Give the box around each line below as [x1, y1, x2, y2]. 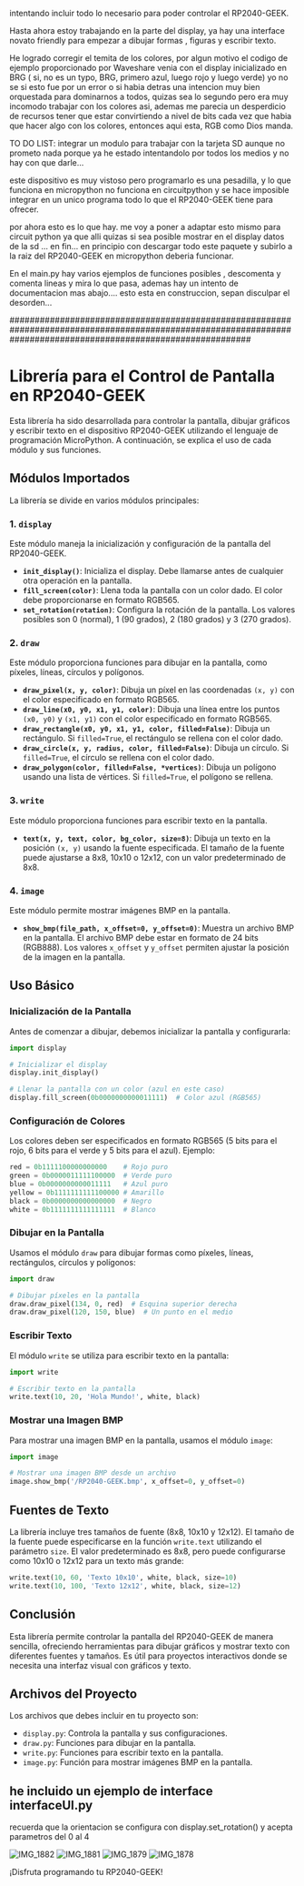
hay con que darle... [9, 157, 84, 167]
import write [9, 1367, 59, 1377]
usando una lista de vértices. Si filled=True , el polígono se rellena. [22, 772, 274, 782]
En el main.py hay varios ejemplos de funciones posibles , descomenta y [9, 268, 281, 278]
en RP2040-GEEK [9, 386, 146, 406]
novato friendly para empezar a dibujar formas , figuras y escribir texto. [9, 35, 277, 45]
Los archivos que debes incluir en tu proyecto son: [9, 1710, 199, 1721]
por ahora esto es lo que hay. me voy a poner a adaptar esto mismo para [9, 222, 281, 232]
